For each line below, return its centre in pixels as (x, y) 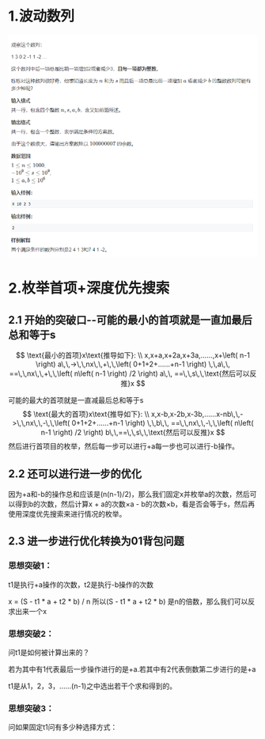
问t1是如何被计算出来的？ (49, 652)
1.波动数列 (42, 16)
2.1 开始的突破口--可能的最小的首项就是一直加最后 (131, 320)
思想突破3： (31, 708)
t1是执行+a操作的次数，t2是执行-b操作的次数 (81, 584)
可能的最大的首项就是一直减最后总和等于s (76, 400)
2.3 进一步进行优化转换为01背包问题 (96, 542)
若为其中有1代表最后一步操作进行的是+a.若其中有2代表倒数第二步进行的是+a (132, 669)
